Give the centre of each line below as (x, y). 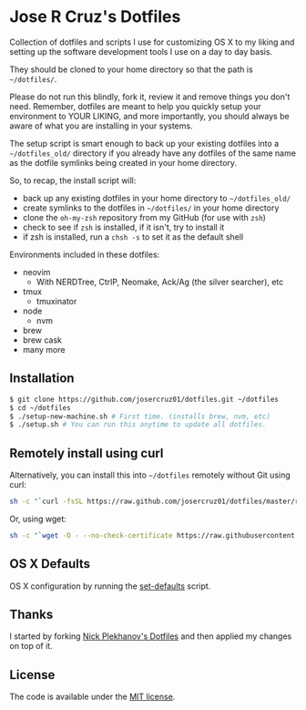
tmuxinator (56, 301)
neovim (36, 272)
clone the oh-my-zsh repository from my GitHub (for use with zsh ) (144, 217)
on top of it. (31, 646)
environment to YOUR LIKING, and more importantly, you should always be (149, 116)
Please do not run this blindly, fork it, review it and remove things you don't (150, 97)
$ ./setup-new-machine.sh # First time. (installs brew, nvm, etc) (140, 417)
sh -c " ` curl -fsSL (46, 502)
